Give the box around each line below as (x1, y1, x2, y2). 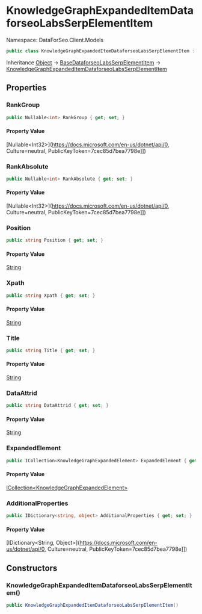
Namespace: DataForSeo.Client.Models (6, 36, 104, 43)
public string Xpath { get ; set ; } (6, 293, 96, 299)
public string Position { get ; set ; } (6, 237, 103, 244)
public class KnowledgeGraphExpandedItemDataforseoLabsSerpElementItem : (6, 48, 195, 54)
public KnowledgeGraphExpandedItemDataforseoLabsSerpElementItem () (6, 602, 179, 608)
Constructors (6, 563, 58, 573)
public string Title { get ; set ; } (6, 347, 96, 353)
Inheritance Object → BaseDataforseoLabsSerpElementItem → (6, 58, 161, 66)
